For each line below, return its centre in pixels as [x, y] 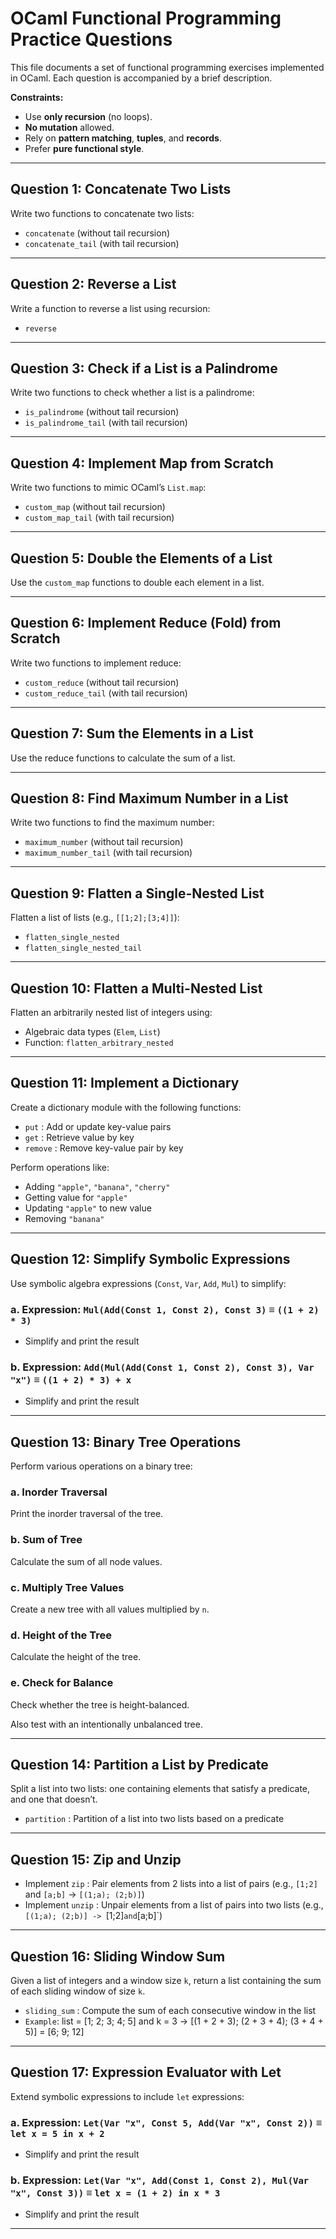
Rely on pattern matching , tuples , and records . [123, 138]
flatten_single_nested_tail [83, 948]
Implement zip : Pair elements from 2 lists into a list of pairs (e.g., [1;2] [171, 1884]
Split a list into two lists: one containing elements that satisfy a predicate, [160, 1789]
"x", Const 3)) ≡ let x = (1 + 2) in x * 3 [115, 2193]
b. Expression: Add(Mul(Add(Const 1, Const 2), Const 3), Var [162, 1367]
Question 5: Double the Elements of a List [141, 558]
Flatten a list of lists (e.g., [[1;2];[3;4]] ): [95, 918]
